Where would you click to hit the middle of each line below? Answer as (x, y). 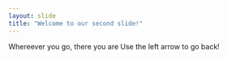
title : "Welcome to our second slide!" (76, 23)
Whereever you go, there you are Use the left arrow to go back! (114, 46)
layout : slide (32, 16)
